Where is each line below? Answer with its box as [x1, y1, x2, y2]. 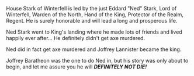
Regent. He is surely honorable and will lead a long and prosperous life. [6, 17, 178, 24]
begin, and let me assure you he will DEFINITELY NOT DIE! [6, 63, 147, 70]
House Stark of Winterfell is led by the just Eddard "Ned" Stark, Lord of [6, 5, 177, 12]
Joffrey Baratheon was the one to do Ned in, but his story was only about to [6, 57, 189, 64]
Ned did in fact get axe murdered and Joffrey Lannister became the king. [6, 46, 182, 53]
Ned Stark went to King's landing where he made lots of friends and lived [6, 28, 182, 35]
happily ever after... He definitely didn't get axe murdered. [6, 35, 145, 41]
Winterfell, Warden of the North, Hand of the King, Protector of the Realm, [6, 11, 184, 18]
